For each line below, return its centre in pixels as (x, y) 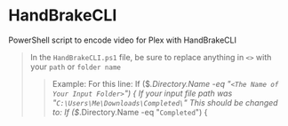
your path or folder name (76, 67)
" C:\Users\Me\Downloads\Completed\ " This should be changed (165, 102)
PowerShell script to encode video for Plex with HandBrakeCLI (123, 40)
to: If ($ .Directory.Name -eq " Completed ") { (130, 112)
